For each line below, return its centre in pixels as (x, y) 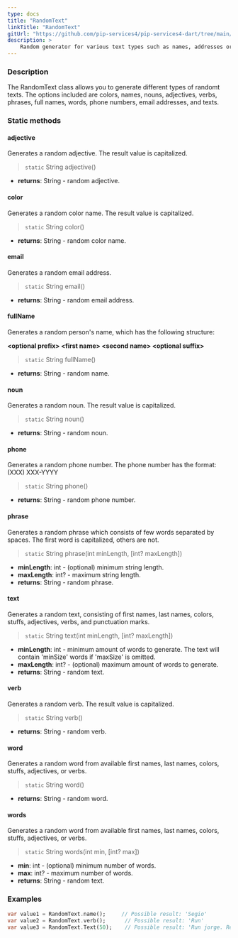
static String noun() (55, 419)
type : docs (23, 14)
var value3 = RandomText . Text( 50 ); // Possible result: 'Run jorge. (115, 927)
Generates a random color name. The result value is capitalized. (101, 213)
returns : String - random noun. (63, 433)
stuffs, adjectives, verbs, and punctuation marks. (79, 621)
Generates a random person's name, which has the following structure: (111, 332)
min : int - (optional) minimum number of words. (87, 866)
